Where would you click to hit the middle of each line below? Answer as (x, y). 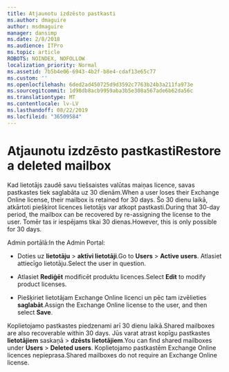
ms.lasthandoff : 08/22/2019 (48, 110)
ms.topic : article (34, 53)
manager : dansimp (32, 33)
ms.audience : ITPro (35, 46)
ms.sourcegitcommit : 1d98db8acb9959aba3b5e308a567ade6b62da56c (100, 91)
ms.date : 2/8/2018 (34, 39)
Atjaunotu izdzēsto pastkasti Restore (114, 151)
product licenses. (42, 284)
